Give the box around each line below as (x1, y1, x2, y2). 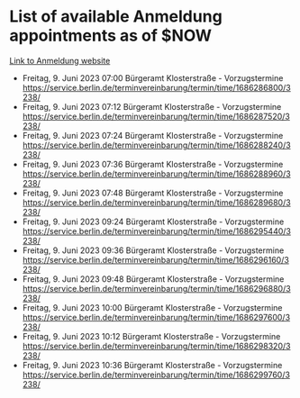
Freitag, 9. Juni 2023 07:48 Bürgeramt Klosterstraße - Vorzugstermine (22, 187, 284, 198)
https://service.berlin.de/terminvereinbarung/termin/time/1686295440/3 (22, 225, 291, 236)
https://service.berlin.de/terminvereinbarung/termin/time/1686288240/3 (22, 140, 291, 150)
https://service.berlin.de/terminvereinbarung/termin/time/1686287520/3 (22, 111, 290, 122)
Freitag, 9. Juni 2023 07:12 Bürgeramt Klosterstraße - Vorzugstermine (22, 101, 282, 112)
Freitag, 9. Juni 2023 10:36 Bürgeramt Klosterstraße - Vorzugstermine (22, 359, 283, 370)
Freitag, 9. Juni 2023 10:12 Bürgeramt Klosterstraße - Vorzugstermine (22, 330, 281, 341)
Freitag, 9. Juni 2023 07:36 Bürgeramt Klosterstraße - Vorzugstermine (22, 158, 284, 169)
